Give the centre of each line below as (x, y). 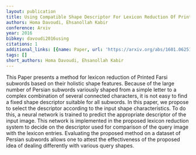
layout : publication (31, 11)
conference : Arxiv (28, 28)
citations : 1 (22, 44)
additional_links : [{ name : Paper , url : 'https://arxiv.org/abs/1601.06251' (100, 50)
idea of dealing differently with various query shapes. (70, 145)
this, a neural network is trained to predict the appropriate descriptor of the (96, 114)
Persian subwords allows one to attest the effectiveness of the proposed (93, 139)
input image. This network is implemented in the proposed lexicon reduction (97, 120)
